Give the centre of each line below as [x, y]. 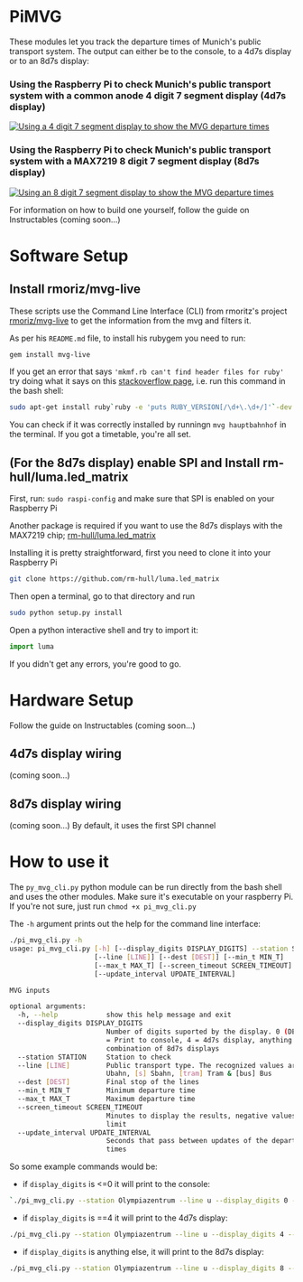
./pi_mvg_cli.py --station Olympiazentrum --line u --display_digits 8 [147, 1268]
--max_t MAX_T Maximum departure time [106, 1100]
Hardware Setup [71, 700]
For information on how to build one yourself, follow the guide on [129, 210]
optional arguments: [48, 1006]
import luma [32, 646]
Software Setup [69, 256]
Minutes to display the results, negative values [201, 1116]
